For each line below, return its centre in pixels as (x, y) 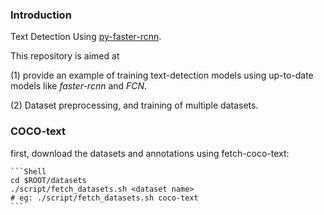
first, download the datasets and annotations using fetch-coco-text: (150, 153)
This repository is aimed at (65, 56)
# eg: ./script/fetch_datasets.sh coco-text (104, 198)
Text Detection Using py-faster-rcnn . (86, 37)
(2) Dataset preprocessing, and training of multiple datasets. (134, 105)
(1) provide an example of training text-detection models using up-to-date (162, 75)
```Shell (28, 171)
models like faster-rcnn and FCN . (79, 86)
